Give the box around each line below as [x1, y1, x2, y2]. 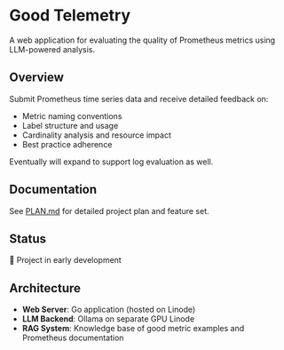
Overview [9, 70, 65, 85]
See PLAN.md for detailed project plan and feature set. [9, 205, 210, 216]
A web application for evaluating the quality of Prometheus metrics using [9, 35, 276, 45]
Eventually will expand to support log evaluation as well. [9, 156, 214, 167]
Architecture [9, 281, 82, 296]
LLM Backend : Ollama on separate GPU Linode [21, 314, 195, 324]
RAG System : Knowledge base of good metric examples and [21, 323, 245, 334]
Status [9, 231, 47, 246]
